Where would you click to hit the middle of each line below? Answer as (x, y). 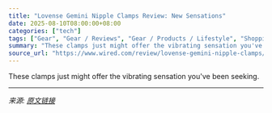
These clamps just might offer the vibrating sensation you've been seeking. (134, 76)
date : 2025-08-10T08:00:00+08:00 (65, 23)
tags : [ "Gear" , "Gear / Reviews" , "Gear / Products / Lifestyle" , (123, 38)
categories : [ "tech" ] (45, 31)
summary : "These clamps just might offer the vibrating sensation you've (136, 46)
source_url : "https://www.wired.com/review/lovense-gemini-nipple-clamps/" (139, 53)
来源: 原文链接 (32, 100)
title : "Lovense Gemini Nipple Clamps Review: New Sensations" (117, 16)
